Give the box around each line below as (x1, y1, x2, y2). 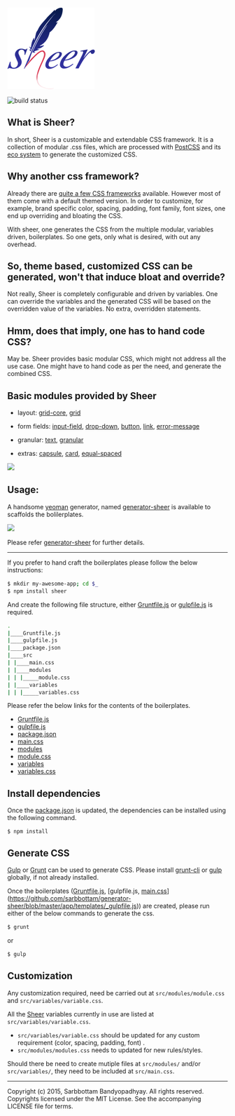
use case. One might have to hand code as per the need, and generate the (7, 362, 222, 370)
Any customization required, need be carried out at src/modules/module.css (7, 988, 225, 997)
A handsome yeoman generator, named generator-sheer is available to (7, 502, 211, 511)
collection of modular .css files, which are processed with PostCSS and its (7, 142, 222, 151)
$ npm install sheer (7, 587, 68, 595)
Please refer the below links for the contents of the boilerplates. (7, 701, 191, 710)
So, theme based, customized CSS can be (7, 260, 193, 272)
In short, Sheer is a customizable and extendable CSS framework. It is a (7, 135, 214, 144)
